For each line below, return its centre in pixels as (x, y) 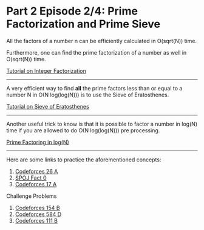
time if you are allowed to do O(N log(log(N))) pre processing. (83, 130)
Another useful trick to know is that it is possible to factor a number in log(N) (102, 124)
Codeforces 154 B (37, 208)
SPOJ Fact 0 (31, 178)
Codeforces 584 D (38, 214)
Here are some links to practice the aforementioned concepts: (84, 160)
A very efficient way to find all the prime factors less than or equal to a (94, 88)
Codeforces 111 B (36, 220)
